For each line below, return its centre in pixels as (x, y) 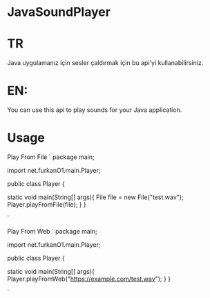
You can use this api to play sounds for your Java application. (95, 110)
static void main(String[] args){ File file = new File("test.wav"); (96, 197)
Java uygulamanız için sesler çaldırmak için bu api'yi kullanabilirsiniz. (105, 63)
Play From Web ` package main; (52, 231)
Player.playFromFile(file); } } (47, 204)
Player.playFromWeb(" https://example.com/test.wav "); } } (89, 279)
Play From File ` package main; (51, 157)
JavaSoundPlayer (59, 12)
